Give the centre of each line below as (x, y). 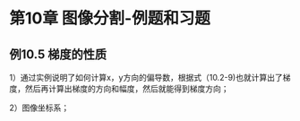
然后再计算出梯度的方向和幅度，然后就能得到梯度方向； (127, 89)
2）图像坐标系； (39, 108)
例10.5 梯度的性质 (58, 54)
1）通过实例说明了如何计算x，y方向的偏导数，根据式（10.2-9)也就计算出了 (146, 78)
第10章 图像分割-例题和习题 (110, 18)
